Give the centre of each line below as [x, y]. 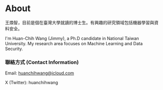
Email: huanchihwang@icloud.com [40, 73]
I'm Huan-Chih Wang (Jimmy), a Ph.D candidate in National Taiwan [72, 38]
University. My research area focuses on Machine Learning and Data [74, 43]
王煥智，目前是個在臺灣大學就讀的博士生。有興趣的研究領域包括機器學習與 [80, 22]
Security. [14, 49]
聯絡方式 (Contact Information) [42, 62]
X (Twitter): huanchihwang [32, 83]
